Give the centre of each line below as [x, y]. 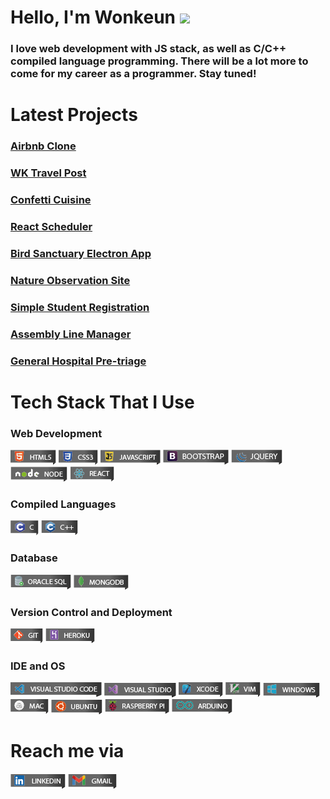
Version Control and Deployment [91, 612]
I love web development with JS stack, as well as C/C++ [148, 49]
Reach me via [67, 751]
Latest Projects [74, 115]
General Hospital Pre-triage [78, 361]
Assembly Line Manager [71, 334]
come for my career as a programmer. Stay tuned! [133, 74]
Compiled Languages [63, 504]
